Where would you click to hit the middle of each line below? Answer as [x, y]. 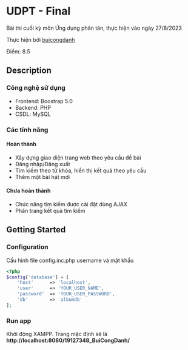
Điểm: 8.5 [18, 51]
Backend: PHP [33, 107]
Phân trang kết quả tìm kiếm [50, 210]
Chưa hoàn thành [29, 191]
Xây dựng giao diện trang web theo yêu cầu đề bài [78, 157]
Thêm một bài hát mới [42, 177]
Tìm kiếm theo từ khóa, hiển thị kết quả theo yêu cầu [81, 170]
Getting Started [36, 230]
